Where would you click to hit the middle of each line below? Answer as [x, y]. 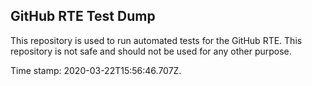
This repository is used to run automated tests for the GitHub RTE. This [156, 40]
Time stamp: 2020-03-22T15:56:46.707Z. [96, 70]
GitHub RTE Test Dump [83, 16]
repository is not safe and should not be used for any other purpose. [151, 51]
